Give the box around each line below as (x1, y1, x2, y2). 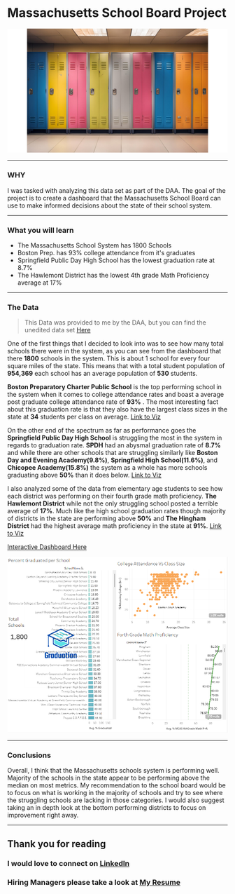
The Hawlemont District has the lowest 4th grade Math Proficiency (17, 271, 210, 280)
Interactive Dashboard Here (7, 543, 87, 551)
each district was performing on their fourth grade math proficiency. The (7, 492, 217, 501)
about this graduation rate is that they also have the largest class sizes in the (7, 405, 228, 414)
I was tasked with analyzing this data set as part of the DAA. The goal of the (7, 186, 226, 194)
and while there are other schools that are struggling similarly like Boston (7, 449, 218, 457)
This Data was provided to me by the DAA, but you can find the (24, 318, 206, 327)
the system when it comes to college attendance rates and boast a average (7, 391, 225, 399)
